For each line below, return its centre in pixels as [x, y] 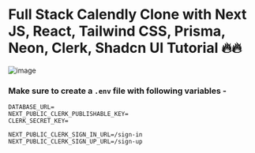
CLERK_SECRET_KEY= [38, 121]
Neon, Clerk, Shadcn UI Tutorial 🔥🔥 [125, 48]
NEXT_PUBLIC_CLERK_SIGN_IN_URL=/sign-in [76, 135]
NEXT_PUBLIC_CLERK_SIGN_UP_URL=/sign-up [76, 142]
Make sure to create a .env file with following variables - [118, 91]
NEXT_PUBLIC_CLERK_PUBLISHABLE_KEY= [68, 114]
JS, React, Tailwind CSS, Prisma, [117, 31]
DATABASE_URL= [32, 107]
